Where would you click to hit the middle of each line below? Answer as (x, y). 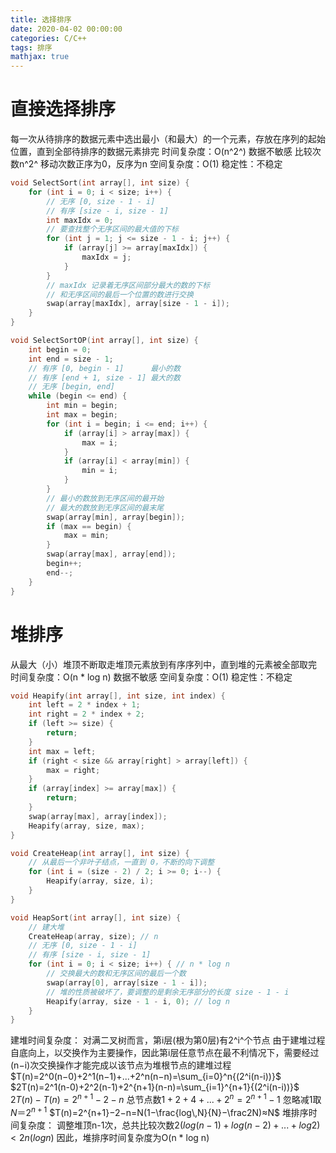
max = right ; (73, 770)
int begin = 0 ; (60, 349)
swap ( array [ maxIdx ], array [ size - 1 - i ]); (138, 304)
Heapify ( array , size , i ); (100, 881)
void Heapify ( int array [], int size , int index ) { (118, 696)
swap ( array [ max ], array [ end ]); (111, 554)
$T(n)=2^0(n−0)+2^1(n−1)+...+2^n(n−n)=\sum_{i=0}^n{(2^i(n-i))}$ (146, 1077)
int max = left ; (62, 751)
